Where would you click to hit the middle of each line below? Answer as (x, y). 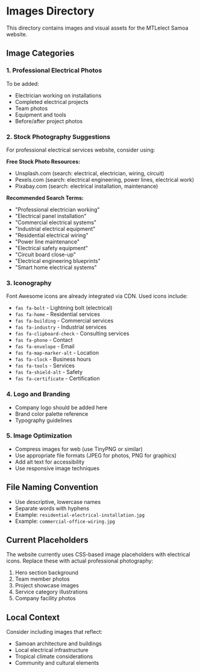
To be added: (23, 83)
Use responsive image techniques (57, 468)
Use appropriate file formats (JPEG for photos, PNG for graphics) (95, 455)
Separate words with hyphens (52, 508)
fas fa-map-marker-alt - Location (57, 353)
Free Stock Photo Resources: (43, 161)
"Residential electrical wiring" (52, 235)
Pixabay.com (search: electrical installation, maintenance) (86, 186)
